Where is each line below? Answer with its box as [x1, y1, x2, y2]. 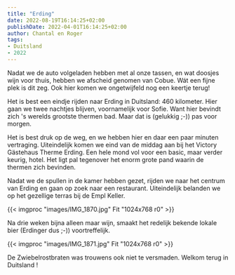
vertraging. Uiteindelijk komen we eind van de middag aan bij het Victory [7, 140, 217, 149]
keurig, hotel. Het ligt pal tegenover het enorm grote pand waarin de [7, 155, 204, 163]
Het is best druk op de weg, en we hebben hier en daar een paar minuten [7, 133, 219, 141]
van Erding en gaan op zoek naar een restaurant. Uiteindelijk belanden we [7, 184, 221, 192]
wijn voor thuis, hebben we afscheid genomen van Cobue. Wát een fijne [7, 76, 215, 84]
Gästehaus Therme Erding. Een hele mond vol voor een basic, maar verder [7, 148, 223, 156]
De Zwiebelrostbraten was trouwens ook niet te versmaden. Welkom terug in [7, 253, 229, 262]
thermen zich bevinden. [7, 163, 76, 171]
